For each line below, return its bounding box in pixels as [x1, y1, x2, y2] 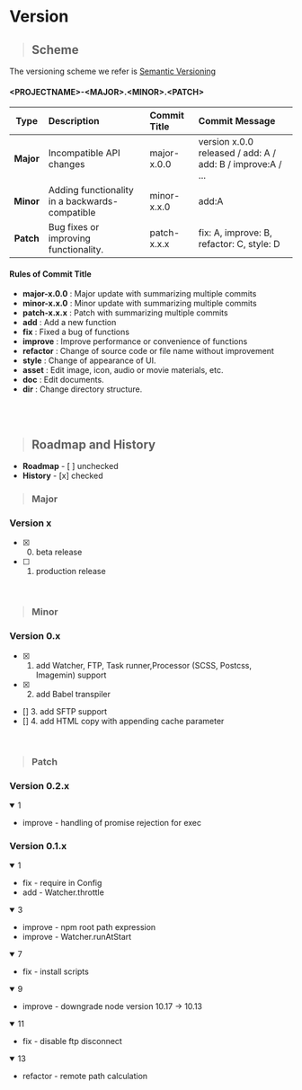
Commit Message [198, 115, 276, 128]
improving [48, 232, 92, 244]
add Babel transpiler [35, 688, 111, 699]
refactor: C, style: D [198, 238, 280, 251]
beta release [35, 546, 83, 558]
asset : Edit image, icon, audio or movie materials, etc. [22, 365, 224, 376]
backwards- [66, 195, 119, 208]
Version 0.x [9, 630, 61, 642]
